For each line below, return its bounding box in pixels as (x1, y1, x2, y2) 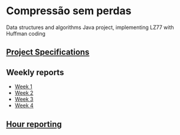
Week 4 (14, 102, 34, 109)
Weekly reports (6, 67, 64, 78)
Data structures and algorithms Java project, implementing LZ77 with (6, 24, 174, 31)
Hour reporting (6, 119, 62, 129)
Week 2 (14, 89, 34, 97)
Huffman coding (6, 30, 46, 37)
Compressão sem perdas (6, 4, 132, 18)
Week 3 (14, 96, 34, 103)
